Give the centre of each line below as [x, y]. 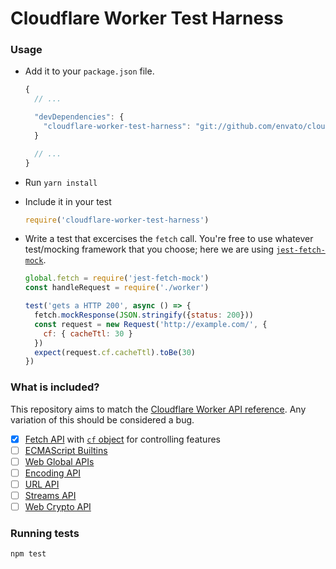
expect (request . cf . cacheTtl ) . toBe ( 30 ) [115, 352]
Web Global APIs [59, 461]
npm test [28, 554]
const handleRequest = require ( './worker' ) [117, 288]
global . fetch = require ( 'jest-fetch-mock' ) [117, 278]
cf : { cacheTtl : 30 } [88, 333]
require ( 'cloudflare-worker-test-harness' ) [117, 220]
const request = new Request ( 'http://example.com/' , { [151, 324]
